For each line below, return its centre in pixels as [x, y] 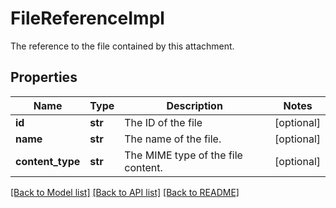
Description [194, 105]
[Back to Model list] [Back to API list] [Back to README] [125, 192]
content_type [48, 161]
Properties [44, 77]
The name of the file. [173, 139]
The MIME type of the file [183, 155]
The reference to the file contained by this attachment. [122, 46]
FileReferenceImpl [87, 18]
